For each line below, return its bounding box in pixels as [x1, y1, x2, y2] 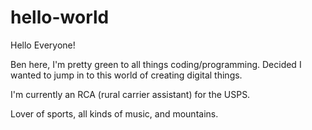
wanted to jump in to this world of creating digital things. [10, 69, 243, 81]
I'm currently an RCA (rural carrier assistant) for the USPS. [10, 88, 251, 100]
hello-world [10, 6, 110, 29]
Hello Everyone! [10, 39, 76, 51]
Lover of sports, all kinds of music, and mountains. [10, 107, 219, 120]
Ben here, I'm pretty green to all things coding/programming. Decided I [10, 58, 302, 70]
